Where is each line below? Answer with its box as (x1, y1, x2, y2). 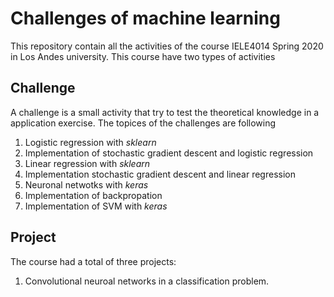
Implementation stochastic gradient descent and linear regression (24, 168, 296, 180)
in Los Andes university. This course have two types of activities (10, 50, 276, 62)
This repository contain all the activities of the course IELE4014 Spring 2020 (10, 40, 324, 52)
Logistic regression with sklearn (24, 136, 157, 148)
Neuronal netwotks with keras (24, 178, 149, 191)
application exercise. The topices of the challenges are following (10, 117, 277, 129)
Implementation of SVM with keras (24, 200, 168, 212)
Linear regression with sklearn (24, 157, 151, 169)
